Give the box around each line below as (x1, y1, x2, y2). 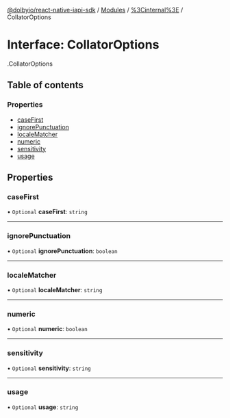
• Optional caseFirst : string (7, 208, 88, 216)
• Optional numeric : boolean (7, 325, 88, 333)
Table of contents (7, 79, 84, 91)
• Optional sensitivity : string (7, 364, 91, 372)
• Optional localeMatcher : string (7, 285, 103, 293)
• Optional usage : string (7, 403, 79, 411)
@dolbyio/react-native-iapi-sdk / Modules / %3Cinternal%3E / (7, 6, 183, 14)
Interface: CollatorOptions (7, 37, 159, 53)
